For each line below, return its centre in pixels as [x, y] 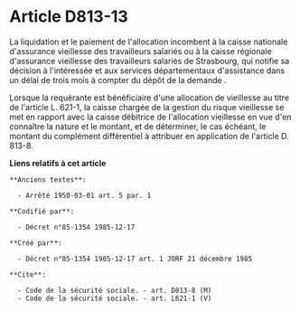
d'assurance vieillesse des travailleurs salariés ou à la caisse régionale [141, 51]
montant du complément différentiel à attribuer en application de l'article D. [149, 136]
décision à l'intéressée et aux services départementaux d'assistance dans [147, 71]
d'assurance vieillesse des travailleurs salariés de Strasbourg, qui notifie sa [150, 61]
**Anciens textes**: [48, 179]
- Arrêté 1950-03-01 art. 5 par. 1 [84, 195]
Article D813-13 [69, 17]
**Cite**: [28, 274]
